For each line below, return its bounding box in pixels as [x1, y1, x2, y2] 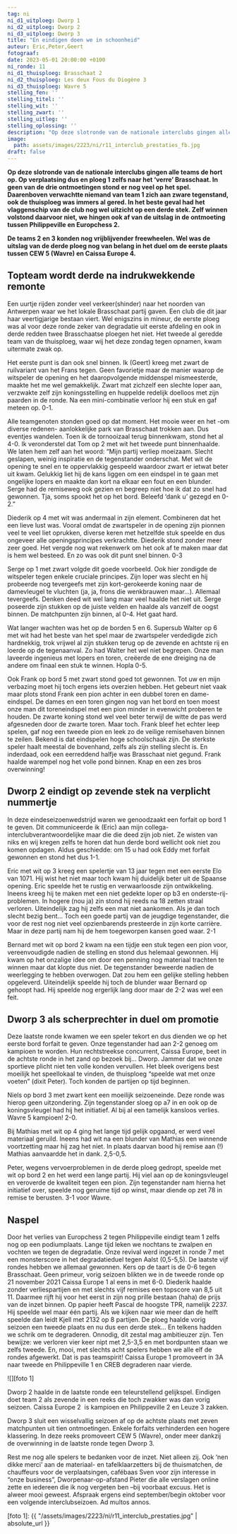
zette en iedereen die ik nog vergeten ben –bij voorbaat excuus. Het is [7, 1483, 211, 1492]
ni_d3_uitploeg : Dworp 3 [7, 30, 80, 37]
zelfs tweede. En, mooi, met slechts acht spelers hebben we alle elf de [7, 1345, 212, 1354]
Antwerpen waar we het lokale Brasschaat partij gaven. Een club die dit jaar [7, 307, 227, 315]
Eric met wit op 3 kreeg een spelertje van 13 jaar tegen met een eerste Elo [7, 866, 222, 875]
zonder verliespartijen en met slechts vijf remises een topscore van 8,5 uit [7, 1285, 222, 1294]
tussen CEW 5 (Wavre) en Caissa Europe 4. [7, 249, 136, 257]
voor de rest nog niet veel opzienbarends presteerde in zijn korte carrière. [7, 919, 222, 927]
